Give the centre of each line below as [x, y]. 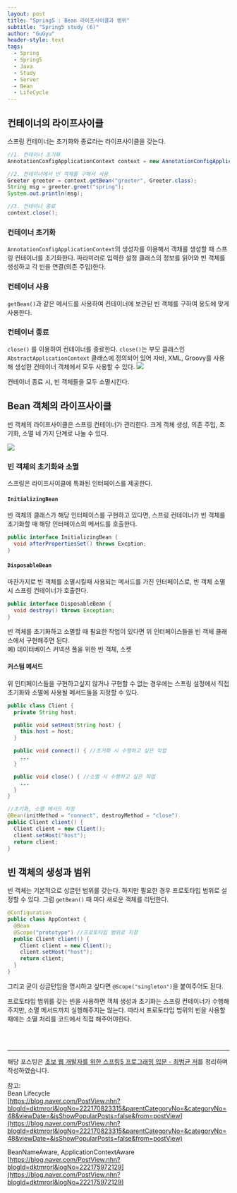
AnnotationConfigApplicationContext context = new [83, 161]
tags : [15, 47]
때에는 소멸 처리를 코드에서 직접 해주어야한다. [69, 1019]
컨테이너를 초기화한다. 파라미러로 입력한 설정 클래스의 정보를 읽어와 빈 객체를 [120, 258]
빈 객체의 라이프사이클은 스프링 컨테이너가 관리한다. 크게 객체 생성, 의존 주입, [113, 424]
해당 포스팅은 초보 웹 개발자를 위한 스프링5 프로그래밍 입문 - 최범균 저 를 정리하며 [117, 1061]
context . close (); [33, 213]
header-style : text [36, 40]
